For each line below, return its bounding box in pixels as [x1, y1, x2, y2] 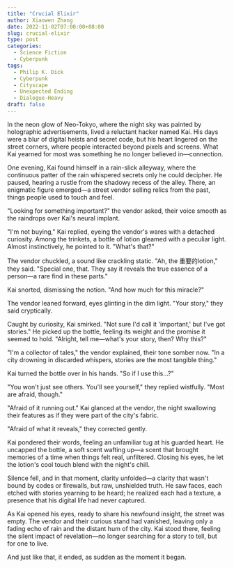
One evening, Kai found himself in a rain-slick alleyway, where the [7, 163, 196, 172]
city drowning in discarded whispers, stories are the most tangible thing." [7, 355, 217, 364]
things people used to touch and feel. [7, 193, 115, 201]
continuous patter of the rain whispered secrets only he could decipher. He [7, 170, 223, 179]
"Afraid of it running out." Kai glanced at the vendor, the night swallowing [7, 403, 216, 412]
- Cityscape [13, 82, 49, 89]
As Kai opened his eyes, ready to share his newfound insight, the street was [7, 509, 225, 518]
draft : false [7, 101, 45, 108]
